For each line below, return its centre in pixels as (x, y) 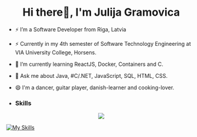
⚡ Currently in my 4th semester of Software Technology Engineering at (103, 43)
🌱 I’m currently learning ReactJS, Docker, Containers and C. (89, 64)
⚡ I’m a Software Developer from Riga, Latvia (70, 29)
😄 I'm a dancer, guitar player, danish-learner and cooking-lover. (95, 88)
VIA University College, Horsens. (55, 52)
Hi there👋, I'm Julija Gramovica (101, 12)
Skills (23, 103)
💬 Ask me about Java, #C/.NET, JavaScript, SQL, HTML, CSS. (91, 75)
